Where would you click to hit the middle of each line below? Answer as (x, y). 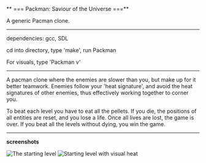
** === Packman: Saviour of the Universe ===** (68, 9)
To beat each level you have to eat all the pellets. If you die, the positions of (101, 111)
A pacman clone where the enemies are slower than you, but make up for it (101, 80)
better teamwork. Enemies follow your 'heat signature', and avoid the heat (100, 86)
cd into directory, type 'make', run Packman (61, 50)
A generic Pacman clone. (38, 21)
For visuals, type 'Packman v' (44, 62)
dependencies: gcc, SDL (37, 38)
